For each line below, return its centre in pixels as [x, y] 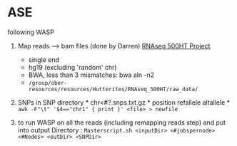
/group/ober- [48, 83]
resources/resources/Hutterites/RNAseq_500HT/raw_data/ [113, 89]
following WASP [31, 32]
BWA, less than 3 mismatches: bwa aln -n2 [91, 75]
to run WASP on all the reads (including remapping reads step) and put [122, 122]
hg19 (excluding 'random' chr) [72, 67]
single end [44, 59]
